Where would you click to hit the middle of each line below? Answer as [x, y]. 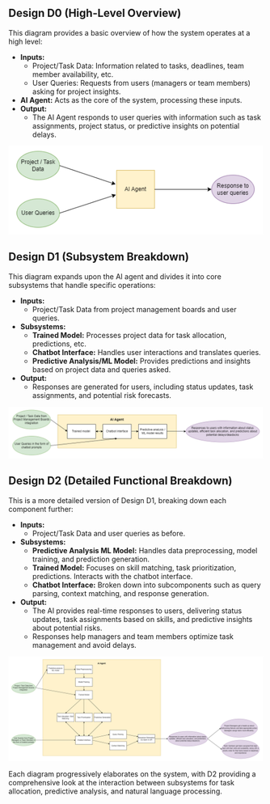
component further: [41, 509]
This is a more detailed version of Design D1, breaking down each [118, 500]
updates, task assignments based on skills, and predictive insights [142, 619]
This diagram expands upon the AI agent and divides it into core [115, 276]
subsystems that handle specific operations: [82, 285]
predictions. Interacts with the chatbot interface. [112, 576]
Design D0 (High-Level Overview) [95, 13]
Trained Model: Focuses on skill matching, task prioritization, [134, 567]
